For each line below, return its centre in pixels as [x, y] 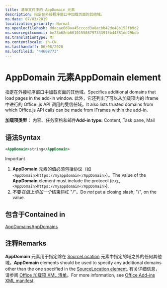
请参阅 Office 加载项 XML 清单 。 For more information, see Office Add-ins [80, 275]
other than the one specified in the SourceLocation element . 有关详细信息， [83, 269]
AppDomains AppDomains [32, 226]
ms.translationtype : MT [30, 38]
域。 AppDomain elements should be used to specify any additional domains [83, 262]
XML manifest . [20, 281]
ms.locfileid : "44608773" [32, 51]
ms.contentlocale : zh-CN [31, 42]
